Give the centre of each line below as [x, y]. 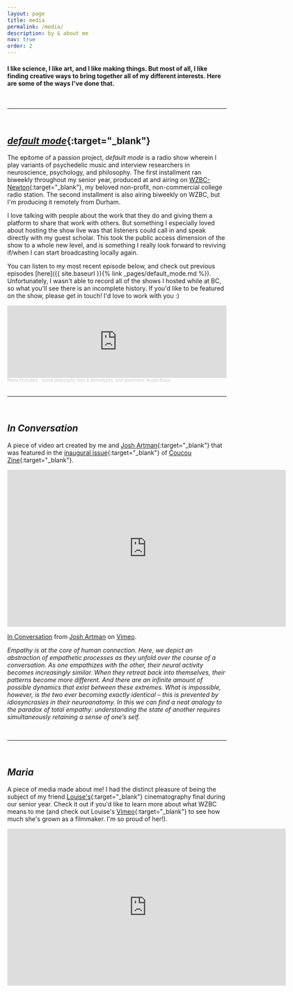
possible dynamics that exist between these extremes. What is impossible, [114, 687]
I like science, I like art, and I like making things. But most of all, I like [107, 68]
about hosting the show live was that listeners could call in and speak [107, 230]
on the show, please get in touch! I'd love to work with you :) [93, 296]
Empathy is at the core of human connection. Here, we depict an [100, 650]
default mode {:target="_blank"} [79, 141]
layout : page [26, 14]
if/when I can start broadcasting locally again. [73, 253]
